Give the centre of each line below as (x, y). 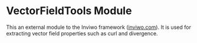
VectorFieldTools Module (69, 11)
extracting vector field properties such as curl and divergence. (82, 33)
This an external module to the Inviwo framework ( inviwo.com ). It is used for (99, 27)
